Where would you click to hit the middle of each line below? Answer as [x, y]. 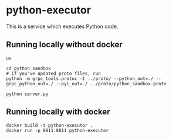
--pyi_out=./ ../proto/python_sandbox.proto [111, 84]
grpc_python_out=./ [30, 84]
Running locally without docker [64, 45]
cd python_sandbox [28, 68]
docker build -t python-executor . [50, 125]
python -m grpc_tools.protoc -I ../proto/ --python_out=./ [80, 79]
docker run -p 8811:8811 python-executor [58, 130]
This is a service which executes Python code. [62, 26]
